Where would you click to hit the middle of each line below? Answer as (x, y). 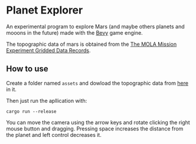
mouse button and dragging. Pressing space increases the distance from (95, 128)
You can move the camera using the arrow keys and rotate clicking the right (98, 122)
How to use (27, 69)
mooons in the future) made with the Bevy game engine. (74, 32)
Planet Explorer (45, 10)
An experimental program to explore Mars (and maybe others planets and (95, 26)
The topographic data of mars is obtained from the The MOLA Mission (92, 44)
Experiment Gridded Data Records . (48, 50)
